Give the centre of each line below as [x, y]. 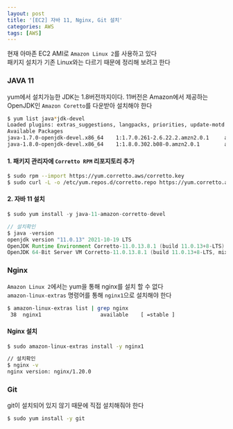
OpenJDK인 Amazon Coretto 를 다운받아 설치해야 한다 [80, 106]
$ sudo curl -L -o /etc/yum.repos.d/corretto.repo [82, 183]
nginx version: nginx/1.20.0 [49, 372]
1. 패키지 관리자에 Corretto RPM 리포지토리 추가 [71, 161]
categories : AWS [31, 26]
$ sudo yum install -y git [46, 419]
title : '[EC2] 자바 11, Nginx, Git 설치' [65, 20]
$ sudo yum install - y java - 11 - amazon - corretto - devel [87, 214]
